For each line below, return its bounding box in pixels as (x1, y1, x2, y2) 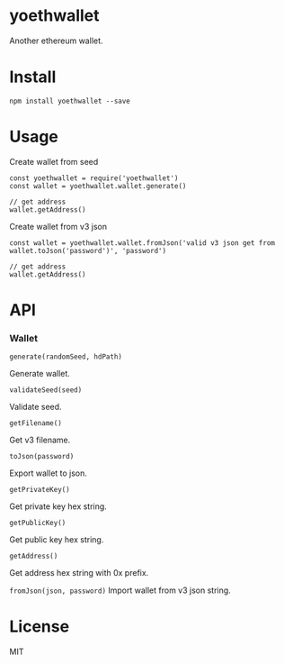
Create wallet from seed (9, 156, 99, 167)
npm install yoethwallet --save (9, 96, 130, 105)
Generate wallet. (9, 368, 70, 379)
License (9, 616, 70, 637)
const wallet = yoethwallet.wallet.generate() (9, 181, 187, 190)
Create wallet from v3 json (9, 221, 108, 232)
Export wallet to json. (9, 468, 88, 478)
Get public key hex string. (9, 534, 104, 545)
